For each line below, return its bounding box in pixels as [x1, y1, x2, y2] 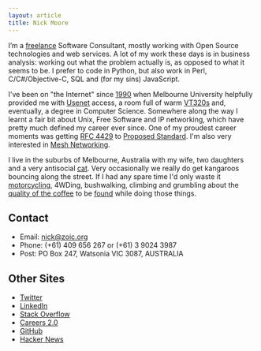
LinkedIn [19, 301, 48, 311]
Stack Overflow [19, 309, 71, 319]
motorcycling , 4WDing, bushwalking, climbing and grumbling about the [8, 180, 239, 189]
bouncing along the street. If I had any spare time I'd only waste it [8, 171, 221, 181]
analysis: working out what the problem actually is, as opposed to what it [8, 57, 245, 67]
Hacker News [19, 334, 65, 344]
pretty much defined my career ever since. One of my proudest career [8, 123, 237, 133]
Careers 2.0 [19, 318, 58, 327]
